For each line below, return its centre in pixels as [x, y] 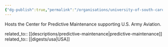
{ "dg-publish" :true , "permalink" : [40, 10]
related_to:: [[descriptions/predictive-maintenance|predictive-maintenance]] [83, 33]
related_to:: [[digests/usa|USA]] [37, 39]
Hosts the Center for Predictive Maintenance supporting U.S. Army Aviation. [83, 24]
